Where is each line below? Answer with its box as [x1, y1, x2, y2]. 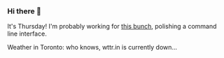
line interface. [7, 29, 47, 38]
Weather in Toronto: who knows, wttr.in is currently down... [7, 43, 177, 52]
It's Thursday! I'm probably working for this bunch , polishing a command [7, 22, 217, 31]
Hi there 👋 [7, 6, 42, 16]
